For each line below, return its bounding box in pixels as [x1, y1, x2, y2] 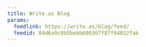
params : [7, 17, 30, 23]
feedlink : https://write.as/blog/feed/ [13, 23, 130, 30]
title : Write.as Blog [7, 10, 71, 17]
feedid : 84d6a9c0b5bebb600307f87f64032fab [13, 29, 139, 37]
